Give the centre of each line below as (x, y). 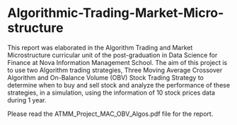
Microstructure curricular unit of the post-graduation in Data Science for (112, 55)
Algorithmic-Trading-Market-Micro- (116, 13)
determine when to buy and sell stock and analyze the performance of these (119, 85)
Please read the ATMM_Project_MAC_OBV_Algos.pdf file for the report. (110, 114)
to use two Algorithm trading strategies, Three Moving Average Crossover (115, 70)
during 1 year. (27, 100)
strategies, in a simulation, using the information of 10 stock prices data (111, 93)
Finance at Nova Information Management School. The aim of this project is (117, 62)
